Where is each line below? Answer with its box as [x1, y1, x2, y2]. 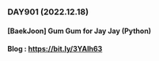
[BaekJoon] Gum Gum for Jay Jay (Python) [7, 26, 152, 36]
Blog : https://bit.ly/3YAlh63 [7, 44, 103, 54]
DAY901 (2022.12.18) [7, 6, 89, 17]
